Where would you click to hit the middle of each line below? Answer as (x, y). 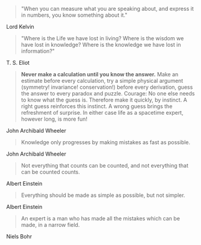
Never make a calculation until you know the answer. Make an (100, 74)
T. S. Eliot (18, 63)
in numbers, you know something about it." (74, 15)
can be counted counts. (50, 172)
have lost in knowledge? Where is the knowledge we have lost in (101, 45)
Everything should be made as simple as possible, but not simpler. (103, 195)
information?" (38, 51)
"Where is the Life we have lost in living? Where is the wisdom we (102, 38)
